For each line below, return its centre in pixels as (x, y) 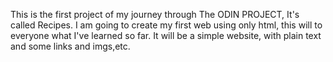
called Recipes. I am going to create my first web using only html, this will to (166, 25)
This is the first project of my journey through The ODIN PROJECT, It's (155, 14)
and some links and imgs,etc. (70, 46)
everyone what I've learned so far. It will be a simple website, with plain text (166, 35)
